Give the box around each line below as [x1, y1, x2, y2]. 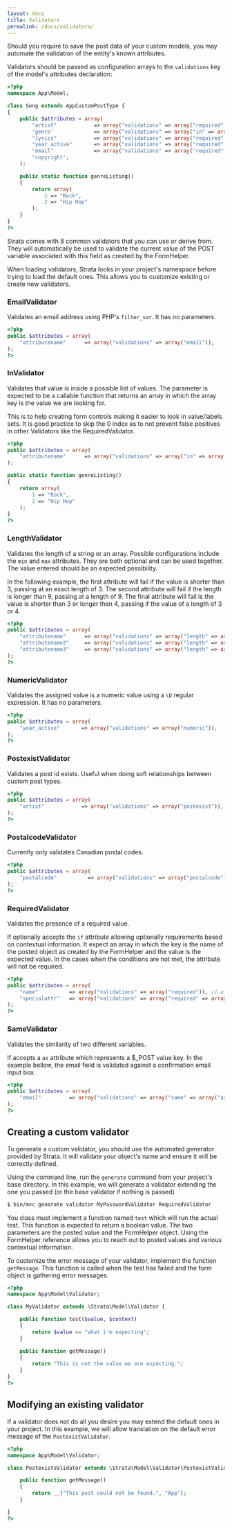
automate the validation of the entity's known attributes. [7, 49, 166, 57]
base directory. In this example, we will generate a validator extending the [7, 1180, 217, 1188]
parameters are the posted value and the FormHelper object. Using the [7, 1228, 209, 1237]
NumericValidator [7, 675, 68, 685]
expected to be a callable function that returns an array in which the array [7, 391, 217, 399]
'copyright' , [32, 154, 70, 161]
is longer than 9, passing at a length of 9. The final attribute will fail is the [7, 592, 214, 600]
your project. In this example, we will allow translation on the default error [7, 1424, 216, 1433]
